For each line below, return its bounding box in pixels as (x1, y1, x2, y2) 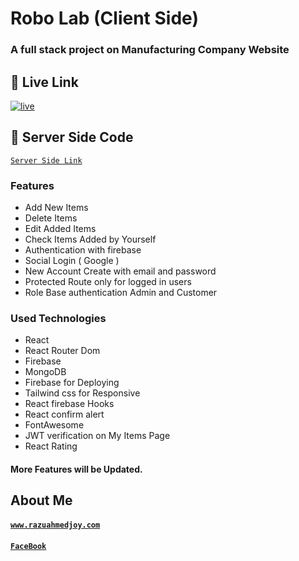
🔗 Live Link (10, 73, 79, 91)
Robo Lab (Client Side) (10, 7, 199, 30)
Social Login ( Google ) (24, 255, 120, 267)
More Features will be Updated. (10, 463, 143, 475)
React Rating (24, 440, 78, 452)
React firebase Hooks (24, 398, 115, 410)
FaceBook (10, 541, 47, 551)
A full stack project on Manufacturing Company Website (10, 43, 290, 57)
